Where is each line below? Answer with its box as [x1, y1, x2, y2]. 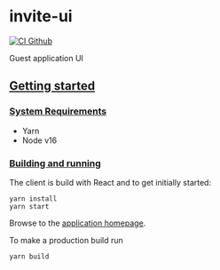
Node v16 [21, 135, 58, 146]
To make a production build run [9, 234, 124, 245]
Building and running [9, 157, 102, 170]
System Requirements [9, 105, 107, 117]
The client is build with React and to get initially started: [9, 177, 211, 187]
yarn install [9, 194, 58, 203]
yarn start [9, 202, 50, 210]
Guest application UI [9, 52, 84, 63]
